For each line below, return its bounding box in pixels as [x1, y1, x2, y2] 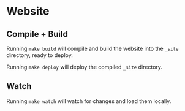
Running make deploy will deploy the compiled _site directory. [6, 63, 163, 71]
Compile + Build [6, 29, 69, 39]
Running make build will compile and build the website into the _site [6, 45, 179, 52]
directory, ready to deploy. [6, 52, 74, 59]
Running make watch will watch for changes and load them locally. [6, 97, 172, 105]
